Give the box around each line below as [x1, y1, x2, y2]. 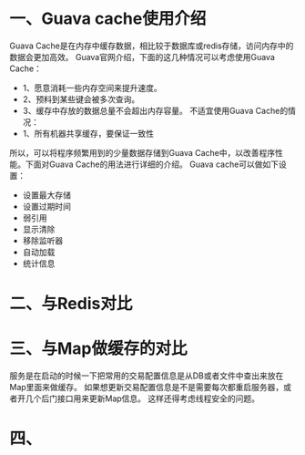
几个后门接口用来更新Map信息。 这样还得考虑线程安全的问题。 [25, 393, 260, 404]
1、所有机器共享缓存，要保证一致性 [22, 128, 155, 139]
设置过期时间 [22, 201, 71, 212]
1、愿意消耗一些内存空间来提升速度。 [22, 82, 162, 93]
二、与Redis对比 [9, 294, 133, 315]
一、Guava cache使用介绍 [9, 8, 207, 29]
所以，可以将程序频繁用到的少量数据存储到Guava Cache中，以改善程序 [9, 147, 276, 158]
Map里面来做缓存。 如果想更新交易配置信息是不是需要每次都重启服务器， [9, 382, 284, 393]
